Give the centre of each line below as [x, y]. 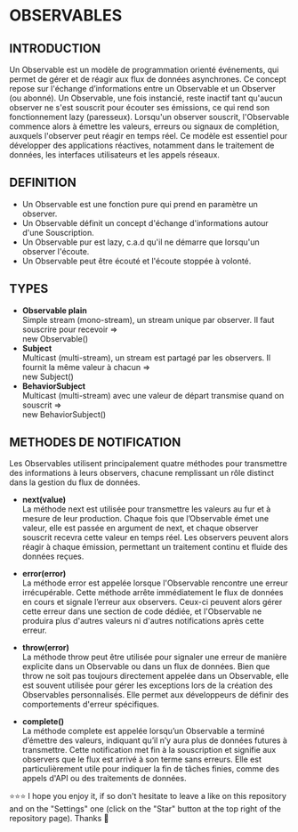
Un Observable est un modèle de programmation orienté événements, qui [144, 69]
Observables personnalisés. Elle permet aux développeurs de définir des [155, 695]
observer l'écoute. [56, 251]
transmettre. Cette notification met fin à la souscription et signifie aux [149, 750]
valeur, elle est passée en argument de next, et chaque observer [140, 528]
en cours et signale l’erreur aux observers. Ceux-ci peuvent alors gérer [152, 602]
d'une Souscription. [58, 232]
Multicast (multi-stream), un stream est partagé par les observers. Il [146, 358]
